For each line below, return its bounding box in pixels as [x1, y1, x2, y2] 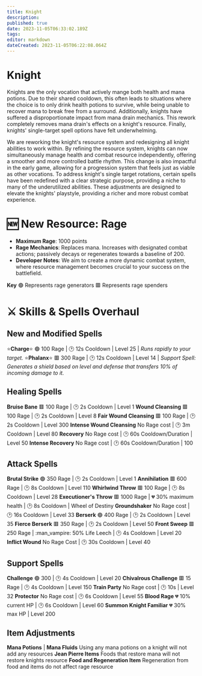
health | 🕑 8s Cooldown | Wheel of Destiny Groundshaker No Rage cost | [7, 502, 190, 510]
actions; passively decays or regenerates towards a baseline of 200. [15, 250, 185, 257]
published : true [7, 20, 47, 26]
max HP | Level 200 [7, 610, 56, 618]
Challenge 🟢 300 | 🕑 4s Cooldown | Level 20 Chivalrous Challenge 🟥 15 [7, 575, 191, 582]
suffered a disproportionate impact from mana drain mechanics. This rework [7, 114, 196, 121]
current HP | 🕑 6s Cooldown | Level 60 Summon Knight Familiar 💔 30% [7, 602, 186, 609]
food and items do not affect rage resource [7, 663, 114, 670]
